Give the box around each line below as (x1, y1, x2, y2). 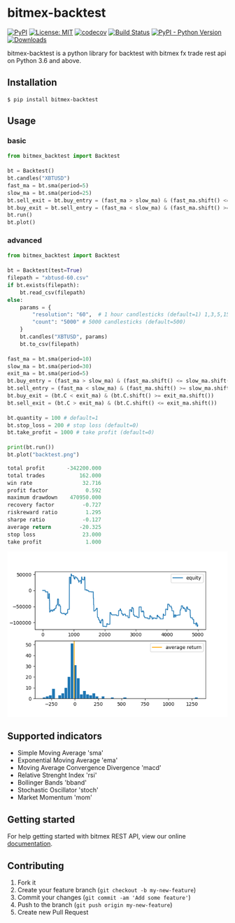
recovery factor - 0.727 (7, 502, 101, 509)
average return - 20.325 (7, 523, 101, 530)
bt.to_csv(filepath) (20, 340, 80, 347)
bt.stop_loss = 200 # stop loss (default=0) (7, 421, 139, 429)
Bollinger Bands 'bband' (17, 778, 87, 787)
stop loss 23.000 (7, 531, 101, 538)
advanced (7, 235, 42, 245)
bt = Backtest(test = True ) (7, 267, 83, 274)
